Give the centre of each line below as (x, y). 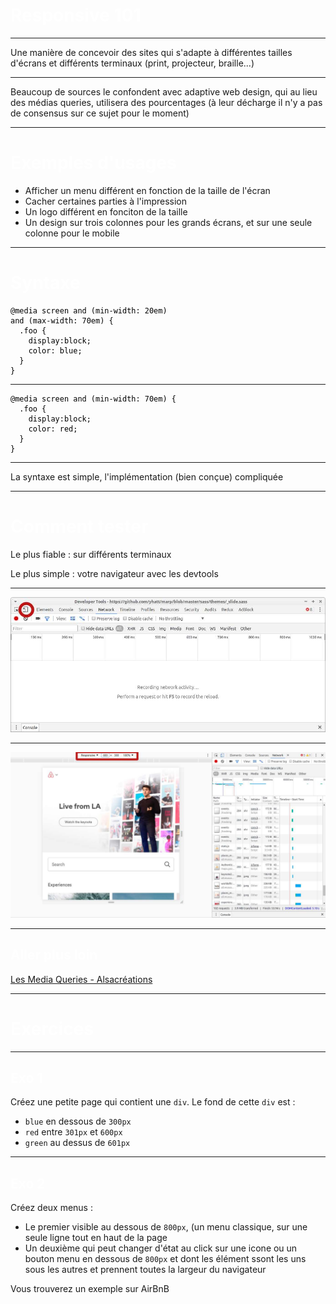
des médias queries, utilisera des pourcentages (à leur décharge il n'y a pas (166, 102)
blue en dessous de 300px (78, 1121)
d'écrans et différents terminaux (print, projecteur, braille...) (132, 63)
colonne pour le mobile (72, 233)
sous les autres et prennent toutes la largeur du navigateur (145, 1270)
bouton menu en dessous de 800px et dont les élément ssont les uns (165, 1259)
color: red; (53, 429)
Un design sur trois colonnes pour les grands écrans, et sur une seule (168, 222)
